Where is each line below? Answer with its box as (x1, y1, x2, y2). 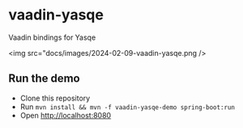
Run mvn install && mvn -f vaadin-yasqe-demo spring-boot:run (19, 101, 236, 111)
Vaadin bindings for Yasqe (8, 32, 96, 42)
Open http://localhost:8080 (19, 110, 112, 120)
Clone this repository (19, 93, 91, 103)
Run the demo (8, 71, 81, 86)
